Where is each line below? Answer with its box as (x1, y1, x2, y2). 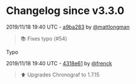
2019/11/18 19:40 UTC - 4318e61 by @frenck (6, 60, 112, 66)
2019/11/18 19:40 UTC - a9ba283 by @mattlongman (6, 23, 130, 30)
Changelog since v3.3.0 (6, 4, 124, 17)
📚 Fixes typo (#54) (20, 35, 67, 42)
